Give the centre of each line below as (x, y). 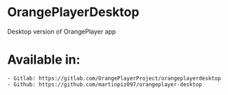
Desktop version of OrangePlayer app (62, 31)
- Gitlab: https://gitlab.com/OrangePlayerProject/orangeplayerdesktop (114, 78)
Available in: (44, 60)
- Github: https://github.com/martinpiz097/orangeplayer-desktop (105, 85)
